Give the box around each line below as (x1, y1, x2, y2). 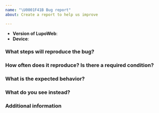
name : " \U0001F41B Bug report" (5, 7, 71, 13)
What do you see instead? (5, 89, 71, 96)
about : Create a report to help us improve (5, 12, 98, 17)
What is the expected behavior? (5, 75, 85, 82)
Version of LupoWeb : (12, 30, 58, 36)
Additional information (5, 102, 62, 109)
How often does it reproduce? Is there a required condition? (5, 62, 154, 69)
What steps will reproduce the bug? (5, 48, 94, 55)
